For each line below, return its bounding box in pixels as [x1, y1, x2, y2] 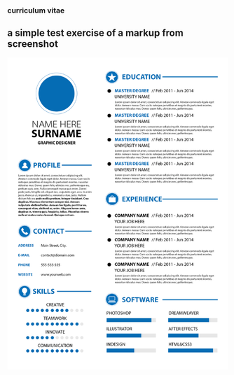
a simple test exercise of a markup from [7, 27, 184, 39]
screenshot [7, 38, 58, 50]
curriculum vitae [7, 6, 65, 15]
